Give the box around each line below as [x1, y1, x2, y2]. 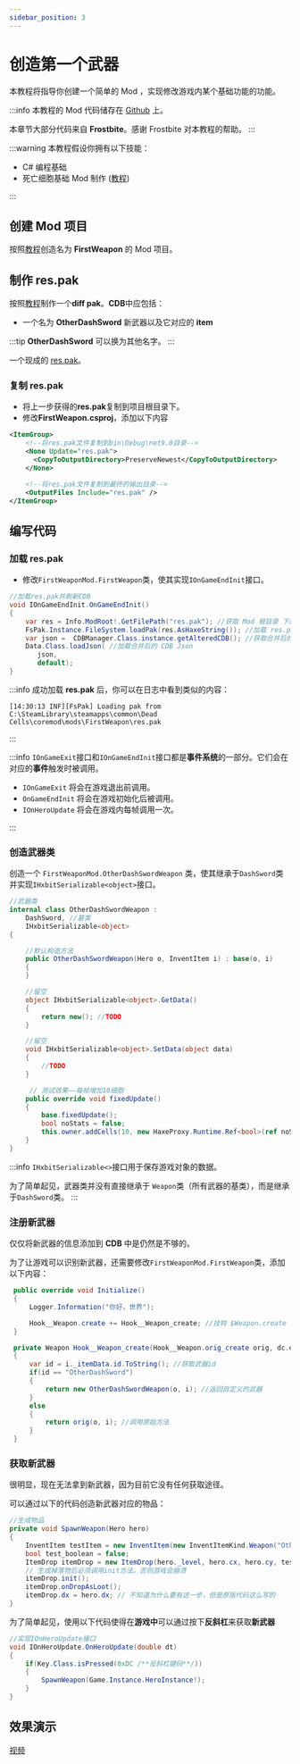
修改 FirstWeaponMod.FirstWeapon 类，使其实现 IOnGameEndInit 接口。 [21, 574, 270, 585]
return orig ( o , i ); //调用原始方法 [45, 1417, 170, 1427]
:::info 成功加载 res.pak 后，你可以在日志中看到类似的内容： [9, 684, 230, 695]
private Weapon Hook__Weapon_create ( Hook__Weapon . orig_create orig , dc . [12, 1343, 290, 1352]
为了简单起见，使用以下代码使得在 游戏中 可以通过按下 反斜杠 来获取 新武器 [9, 1616, 275, 1626]
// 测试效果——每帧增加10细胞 [29, 1086, 124, 1095]
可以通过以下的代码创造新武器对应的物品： [9, 1498, 166, 1509]
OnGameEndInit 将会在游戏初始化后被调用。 [21, 792, 179, 804]
